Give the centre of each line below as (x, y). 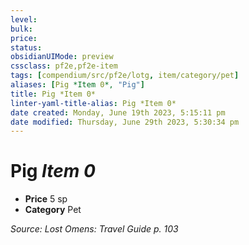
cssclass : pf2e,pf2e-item (64, 66)
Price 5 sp (46, 199)
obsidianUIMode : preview (62, 57)
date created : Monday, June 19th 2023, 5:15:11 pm (118, 112)
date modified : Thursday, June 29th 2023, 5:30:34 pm (125, 122)
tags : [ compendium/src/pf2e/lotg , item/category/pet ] (125, 76)
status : (26, 47)
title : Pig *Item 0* (53, 94)
